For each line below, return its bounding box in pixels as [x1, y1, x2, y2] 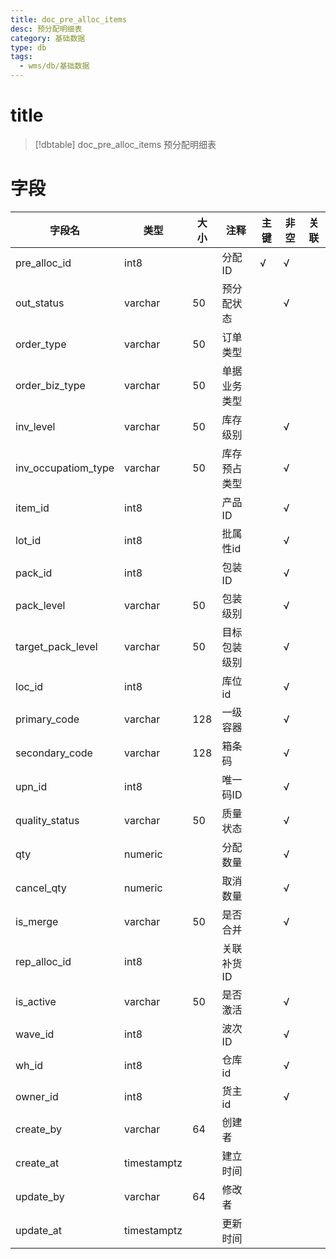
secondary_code [15, 746, 93, 760]
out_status [15, 296, 65, 310]
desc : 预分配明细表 [10, 24, 83, 34]
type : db [10, 42, 47, 53]
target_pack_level [15, 639, 98, 653]
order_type [15, 337, 67, 351]
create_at [15, 1156, 60, 1170]
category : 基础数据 [10, 33, 86, 43]
